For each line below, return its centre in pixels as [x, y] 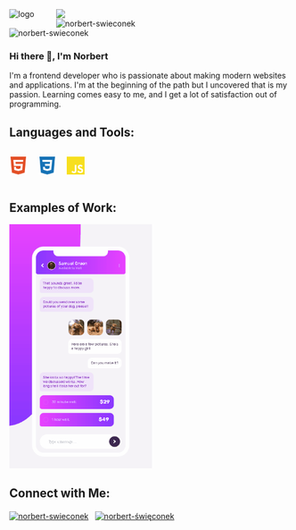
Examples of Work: [63, 208]
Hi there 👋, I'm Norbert [59, 55]
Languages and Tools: [72, 132]
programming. [35, 104]
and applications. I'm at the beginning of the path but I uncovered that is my [148, 85]
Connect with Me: [60, 494]
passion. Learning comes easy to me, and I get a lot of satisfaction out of [144, 95]
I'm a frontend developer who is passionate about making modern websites [148, 76]
